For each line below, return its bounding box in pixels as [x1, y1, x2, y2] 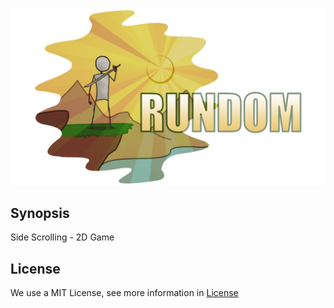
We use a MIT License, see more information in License [10, 287, 239, 299]
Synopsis [10, 204, 70, 222]
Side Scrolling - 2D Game [10, 231, 115, 243]
